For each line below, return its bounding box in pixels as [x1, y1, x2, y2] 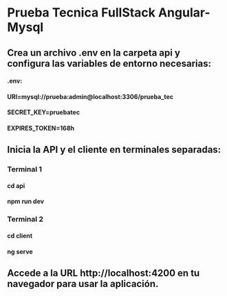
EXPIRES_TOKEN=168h [7, 124, 74, 132]
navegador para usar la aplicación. [7, 277, 159, 290]
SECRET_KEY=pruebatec [7, 108, 80, 116]
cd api [7, 181, 25, 190]
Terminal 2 [7, 215, 43, 224]
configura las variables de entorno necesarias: [7, 57, 212, 70]
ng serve [7, 247, 33, 255]
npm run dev [7, 198, 45, 206]
